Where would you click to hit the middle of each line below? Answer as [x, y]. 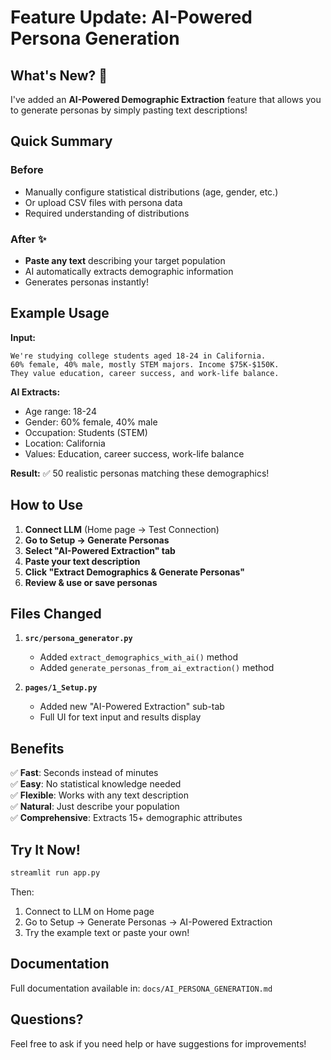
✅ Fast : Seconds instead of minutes [84, 773]
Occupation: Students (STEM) [86, 432]
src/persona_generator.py [78, 639]
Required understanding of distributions [107, 213]
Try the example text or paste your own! [107, 932]
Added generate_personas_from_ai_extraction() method [157, 668]
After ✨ [28, 239]
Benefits [37, 748]
